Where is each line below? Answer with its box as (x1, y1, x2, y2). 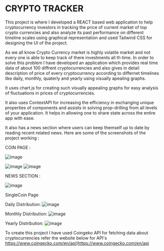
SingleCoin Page (5, 192, 39, 198)
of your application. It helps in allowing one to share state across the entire (5, 110, 156, 115)
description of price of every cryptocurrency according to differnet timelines (5, 70, 159, 76)
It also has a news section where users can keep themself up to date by (5, 124, 150, 130)
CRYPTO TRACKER (5, 3, 84, 14)
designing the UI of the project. (5, 40, 68, 46)
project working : (5, 135, 40, 141)
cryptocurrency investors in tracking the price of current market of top (5, 24, 147, 30)
